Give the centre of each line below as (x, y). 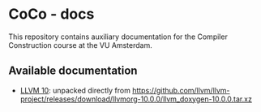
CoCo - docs (51, 14)
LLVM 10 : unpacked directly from (75, 90)
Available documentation (73, 71)
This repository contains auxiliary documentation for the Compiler (118, 37)
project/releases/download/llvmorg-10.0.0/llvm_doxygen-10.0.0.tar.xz (136, 99)
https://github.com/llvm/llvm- (181, 90)
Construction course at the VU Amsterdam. (80, 45)
